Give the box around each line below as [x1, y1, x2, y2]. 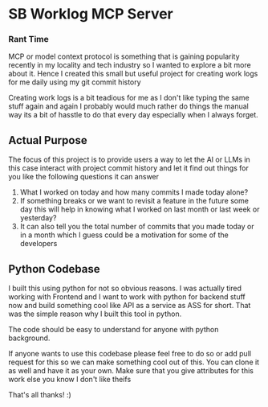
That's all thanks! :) [8, 390, 72, 400]
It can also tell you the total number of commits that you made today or [19, 222, 254, 232]
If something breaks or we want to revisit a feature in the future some [19, 196, 249, 206]
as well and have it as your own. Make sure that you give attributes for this [8, 366, 254, 376]
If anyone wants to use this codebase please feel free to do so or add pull [8, 349, 251, 359]
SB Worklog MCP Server [8, 5, 174, 23]
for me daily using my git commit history [8, 77, 142, 87]
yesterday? [19, 213, 57, 223]
